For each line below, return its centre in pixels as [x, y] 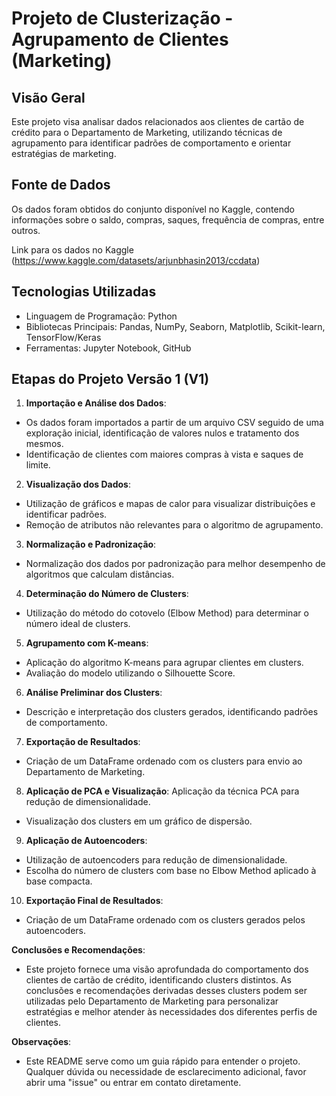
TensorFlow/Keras [63, 337]
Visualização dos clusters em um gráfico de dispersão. [139, 821]
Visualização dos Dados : [78, 484]
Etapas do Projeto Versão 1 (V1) [110, 379]
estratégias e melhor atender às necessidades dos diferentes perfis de [171, 1012]
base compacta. [59, 881]
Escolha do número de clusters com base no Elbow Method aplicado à [171, 871]
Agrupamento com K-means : [87, 643]
